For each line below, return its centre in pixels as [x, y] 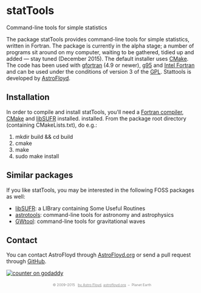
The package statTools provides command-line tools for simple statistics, [98, 39]
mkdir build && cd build [44, 136]
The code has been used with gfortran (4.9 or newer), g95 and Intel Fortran [101, 65]
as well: [16, 196]
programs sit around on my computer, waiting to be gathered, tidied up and [100, 52]
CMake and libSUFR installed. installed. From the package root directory [96, 118]
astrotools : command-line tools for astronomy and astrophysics [94, 214]
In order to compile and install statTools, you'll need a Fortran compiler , [95, 112]
